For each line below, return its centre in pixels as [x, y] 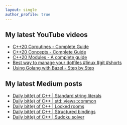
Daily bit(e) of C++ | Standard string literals [57, 96]
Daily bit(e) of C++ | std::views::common [54, 101]
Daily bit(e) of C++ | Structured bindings [54, 112]
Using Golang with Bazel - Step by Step [53, 68]
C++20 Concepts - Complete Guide [49, 52]
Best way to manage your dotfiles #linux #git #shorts [67, 62]
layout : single [21, 10]
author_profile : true [28, 14]
